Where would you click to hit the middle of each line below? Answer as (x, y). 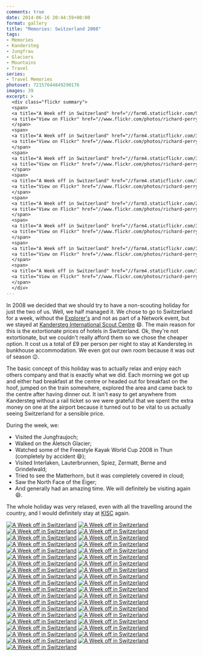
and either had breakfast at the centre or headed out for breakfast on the (97, 381)
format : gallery (27, 23)
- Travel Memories (29, 79)
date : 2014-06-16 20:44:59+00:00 (48, 18)
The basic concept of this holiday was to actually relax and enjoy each (94, 368)
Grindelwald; (31, 469)
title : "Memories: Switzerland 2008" (54, 29)
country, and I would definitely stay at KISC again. (68, 513)
